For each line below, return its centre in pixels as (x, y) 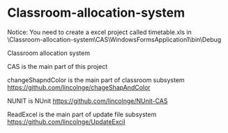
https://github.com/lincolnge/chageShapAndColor (79, 87)
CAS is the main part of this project (58, 66)
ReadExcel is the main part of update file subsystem (82, 114)
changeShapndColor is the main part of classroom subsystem (96, 80)
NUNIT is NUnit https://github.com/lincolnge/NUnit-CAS (88, 101)
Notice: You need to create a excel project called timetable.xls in (99, 32)
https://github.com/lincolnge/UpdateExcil (66, 122)
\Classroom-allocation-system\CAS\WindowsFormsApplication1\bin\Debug (114, 39)
